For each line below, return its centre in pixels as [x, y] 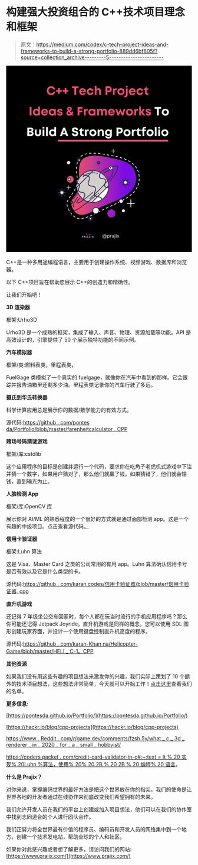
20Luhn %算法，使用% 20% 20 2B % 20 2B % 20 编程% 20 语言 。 [99, 764]
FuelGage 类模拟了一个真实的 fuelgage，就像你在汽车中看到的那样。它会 [94, 377]
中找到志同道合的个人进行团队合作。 [50, 817]
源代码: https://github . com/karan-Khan [54, 644]
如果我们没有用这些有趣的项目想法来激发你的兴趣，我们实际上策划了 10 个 [95, 676]
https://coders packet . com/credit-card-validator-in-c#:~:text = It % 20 [93, 757]
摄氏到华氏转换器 [27, 397]
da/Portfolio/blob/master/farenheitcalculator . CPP [67, 429]
